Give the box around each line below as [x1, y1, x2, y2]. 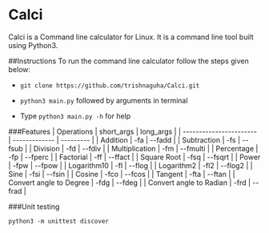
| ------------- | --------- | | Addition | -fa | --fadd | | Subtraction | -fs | [8, 135, 241, 145]
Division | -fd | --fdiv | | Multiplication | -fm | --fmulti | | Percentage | [33, 143, 259, 153]
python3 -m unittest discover [8, 217, 110, 225]
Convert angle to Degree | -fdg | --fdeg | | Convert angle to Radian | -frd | [8, 178, 251, 187]
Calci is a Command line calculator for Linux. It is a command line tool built [8, 32, 254, 42]
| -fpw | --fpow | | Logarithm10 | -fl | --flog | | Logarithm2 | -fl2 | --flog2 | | [8, 160, 254, 170]
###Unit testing [8, 202, 60, 211]
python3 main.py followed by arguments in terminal [19, 95, 188, 105]
